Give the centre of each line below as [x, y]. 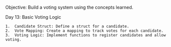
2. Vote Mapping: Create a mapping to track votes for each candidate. [84, 31]
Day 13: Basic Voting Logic [33, 17]
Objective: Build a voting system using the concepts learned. [69, 7]
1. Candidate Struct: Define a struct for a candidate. [67, 26]
